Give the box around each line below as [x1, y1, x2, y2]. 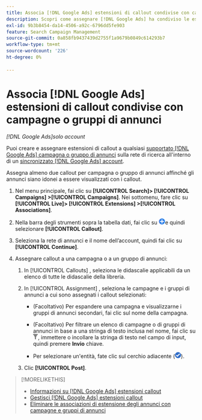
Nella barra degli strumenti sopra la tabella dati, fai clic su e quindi [14, 219, 185, 226]
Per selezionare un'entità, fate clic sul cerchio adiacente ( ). [32, 353, 185, 360]
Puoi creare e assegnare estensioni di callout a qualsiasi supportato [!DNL [6, 145, 189, 152]
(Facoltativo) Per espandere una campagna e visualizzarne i [32, 302, 182, 310]
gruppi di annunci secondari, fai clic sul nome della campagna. [32, 309, 188, 316]
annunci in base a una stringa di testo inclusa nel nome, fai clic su [32, 327, 196, 334]
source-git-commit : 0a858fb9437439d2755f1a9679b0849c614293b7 [6, 35, 165, 42]
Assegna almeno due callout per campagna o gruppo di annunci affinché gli [6, 169, 194, 176]
